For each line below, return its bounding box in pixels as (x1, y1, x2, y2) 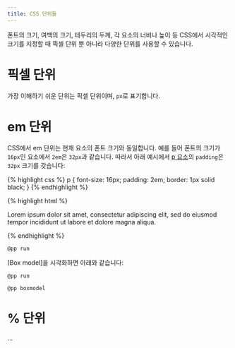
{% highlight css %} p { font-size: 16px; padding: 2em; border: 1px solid (7, 175, 215, 184)
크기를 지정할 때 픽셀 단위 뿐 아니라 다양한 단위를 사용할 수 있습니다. (7, 40, 193, 48)
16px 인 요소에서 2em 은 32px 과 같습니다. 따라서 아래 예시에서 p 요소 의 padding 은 (7, 152, 224, 161)
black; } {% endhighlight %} (7, 183, 88, 191)
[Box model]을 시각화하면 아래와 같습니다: (7, 258, 124, 267)
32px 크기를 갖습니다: (7, 161, 66, 169)
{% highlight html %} (7, 196, 68, 205)
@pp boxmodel (7, 284, 46, 292)
